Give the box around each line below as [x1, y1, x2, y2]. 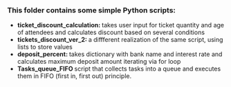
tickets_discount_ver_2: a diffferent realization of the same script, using [17, 36, 223, 44]
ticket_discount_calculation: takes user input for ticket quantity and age [17, 21, 225, 29]
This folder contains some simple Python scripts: [7, 5, 176, 15]
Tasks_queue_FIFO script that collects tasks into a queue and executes [17, 64, 221, 73]
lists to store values [17, 43, 73, 51]
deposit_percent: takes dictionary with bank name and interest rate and [17, 50, 223, 58]
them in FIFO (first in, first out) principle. [17, 72, 132, 80]
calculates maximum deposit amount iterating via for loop [17, 58, 181, 66]
